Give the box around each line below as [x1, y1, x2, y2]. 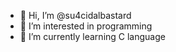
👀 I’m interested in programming [19, 20, 153, 32]
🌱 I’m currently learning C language [19, 31, 166, 42]
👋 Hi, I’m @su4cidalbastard [19, 10, 132, 21]
